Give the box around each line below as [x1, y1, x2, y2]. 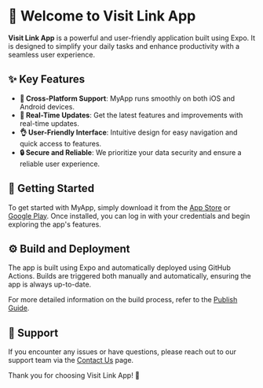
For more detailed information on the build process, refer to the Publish [8, 295, 238, 305]
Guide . [8, 303, 30, 313]
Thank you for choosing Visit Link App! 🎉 [8, 371, 140, 380]
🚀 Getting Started [8, 182, 95, 195]
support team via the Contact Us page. [8, 356, 134, 365]
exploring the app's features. [8, 220, 102, 229]
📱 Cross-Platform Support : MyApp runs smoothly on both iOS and [19, 94, 236, 103]
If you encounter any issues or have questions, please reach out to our [8, 347, 237, 357]
